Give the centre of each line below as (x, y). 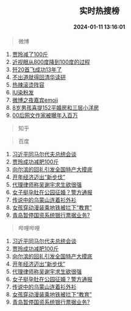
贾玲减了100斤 (30, 54)
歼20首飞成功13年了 (37, 70)
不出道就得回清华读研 (39, 77)
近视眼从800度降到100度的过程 (51, 62)
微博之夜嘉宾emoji (35, 100)
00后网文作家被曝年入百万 (45, 115)
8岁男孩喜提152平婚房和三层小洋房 (55, 107)
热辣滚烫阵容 (28, 85)
